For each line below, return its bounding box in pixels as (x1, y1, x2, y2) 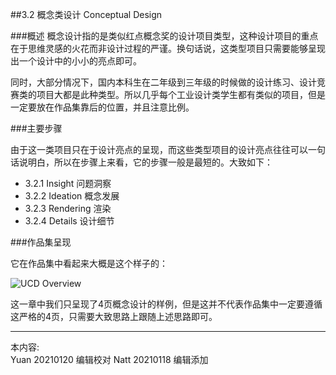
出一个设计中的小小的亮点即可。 (10, 55, 142, 67)
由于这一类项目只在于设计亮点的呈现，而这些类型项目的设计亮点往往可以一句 (10, 144, 326, 155)
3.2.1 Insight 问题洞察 (24, 178, 112, 189)
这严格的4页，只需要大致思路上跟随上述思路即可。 (10, 311, 218, 322)
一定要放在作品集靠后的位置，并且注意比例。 (10, 101, 195, 113)
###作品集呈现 (10, 236, 72, 248)
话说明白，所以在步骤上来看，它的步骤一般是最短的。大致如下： (10, 156, 273, 168)
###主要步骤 (10, 123, 63, 134)
